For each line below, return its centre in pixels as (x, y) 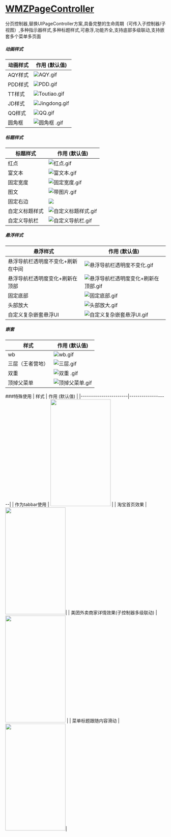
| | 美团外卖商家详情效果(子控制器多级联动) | (111, 612)
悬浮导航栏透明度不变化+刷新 (43, 261)
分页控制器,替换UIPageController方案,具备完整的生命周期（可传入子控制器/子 (85, 23)
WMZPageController (50, 9)
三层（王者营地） (28, 363)
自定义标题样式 (26, 211)
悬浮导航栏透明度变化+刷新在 (43, 278)
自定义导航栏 (23, 220)
